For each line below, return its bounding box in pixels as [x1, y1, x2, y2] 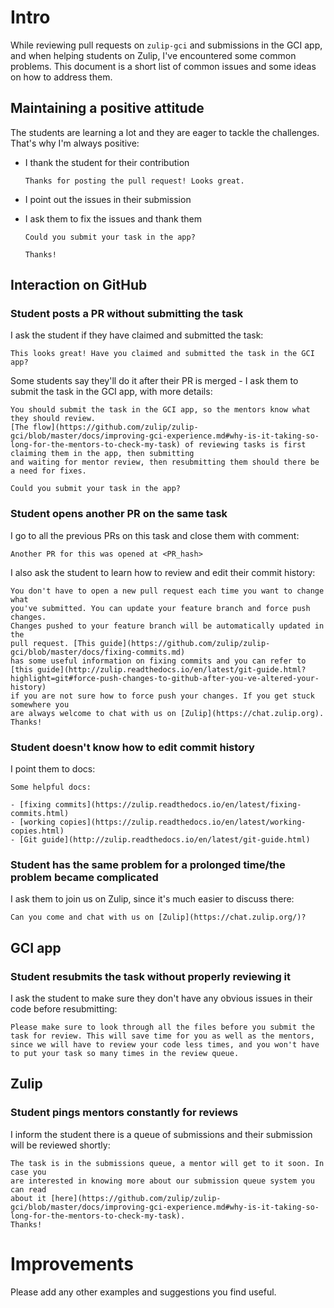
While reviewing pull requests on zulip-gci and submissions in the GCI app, [10, 39, 323, 51]
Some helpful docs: [10, 782, 92, 793]
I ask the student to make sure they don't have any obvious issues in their [10, 992, 313, 1005]
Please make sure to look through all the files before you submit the [10, 1022, 315, 1033]
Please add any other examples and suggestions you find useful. [10, 1286, 277, 1298]
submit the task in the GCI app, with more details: [10, 386, 213, 398]
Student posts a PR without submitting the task [10, 307, 244, 321]
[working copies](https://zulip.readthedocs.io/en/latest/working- [19, 817, 307, 828]
